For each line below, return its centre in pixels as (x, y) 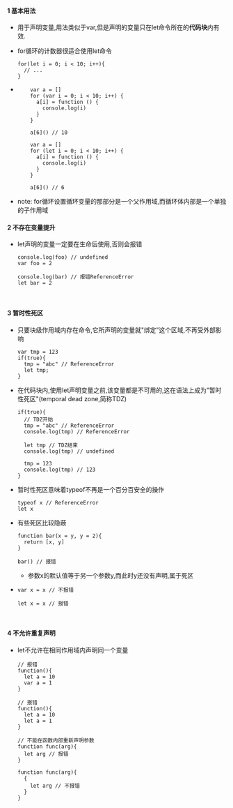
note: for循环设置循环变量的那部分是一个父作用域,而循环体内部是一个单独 (122, 202)
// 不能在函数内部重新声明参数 (56, 740)
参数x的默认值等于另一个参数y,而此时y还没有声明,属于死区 (111, 575)
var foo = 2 (34, 264)
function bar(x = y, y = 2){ (59, 536)
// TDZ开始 (39, 419)
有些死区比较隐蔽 (42, 523)
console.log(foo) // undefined (63, 257)
